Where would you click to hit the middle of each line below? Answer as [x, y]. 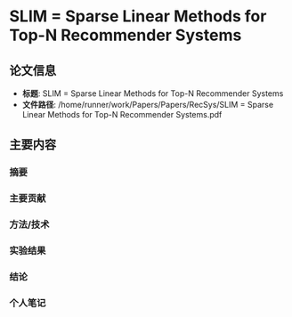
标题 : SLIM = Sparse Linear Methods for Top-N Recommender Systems [153, 93]
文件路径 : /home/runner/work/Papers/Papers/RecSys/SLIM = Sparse [148, 105]
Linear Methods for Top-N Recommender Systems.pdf [122, 114]
